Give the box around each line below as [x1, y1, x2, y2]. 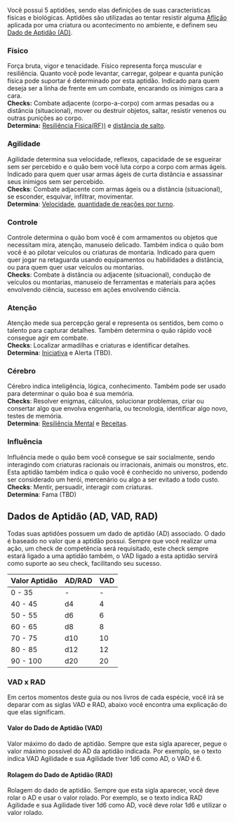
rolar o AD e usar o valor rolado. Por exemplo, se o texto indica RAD [7, 793, 203, 802]
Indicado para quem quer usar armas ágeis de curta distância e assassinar [7, 170, 223, 178]
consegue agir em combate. [7, 333, 89, 343]
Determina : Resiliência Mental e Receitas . [7, 419, 128, 427]
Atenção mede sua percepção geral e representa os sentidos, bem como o [7, 319, 224, 327]
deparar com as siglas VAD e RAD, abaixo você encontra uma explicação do [7, 700, 227, 708]
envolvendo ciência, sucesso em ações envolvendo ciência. [7, 285, 181, 293]
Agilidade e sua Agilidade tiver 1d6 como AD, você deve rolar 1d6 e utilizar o [7, 801, 227, 809]
